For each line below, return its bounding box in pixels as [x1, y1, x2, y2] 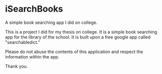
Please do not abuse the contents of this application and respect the [5, 49, 143, 55]
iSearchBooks [5, 3, 63, 15]
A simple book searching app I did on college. [5, 19, 98, 25]
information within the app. [5, 54, 60, 59]
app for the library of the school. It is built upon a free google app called [5, 34, 151, 40]
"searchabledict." [5, 39, 40, 45]
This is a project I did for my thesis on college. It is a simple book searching [5, 29, 158, 35]
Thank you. [5, 63, 28, 69]
